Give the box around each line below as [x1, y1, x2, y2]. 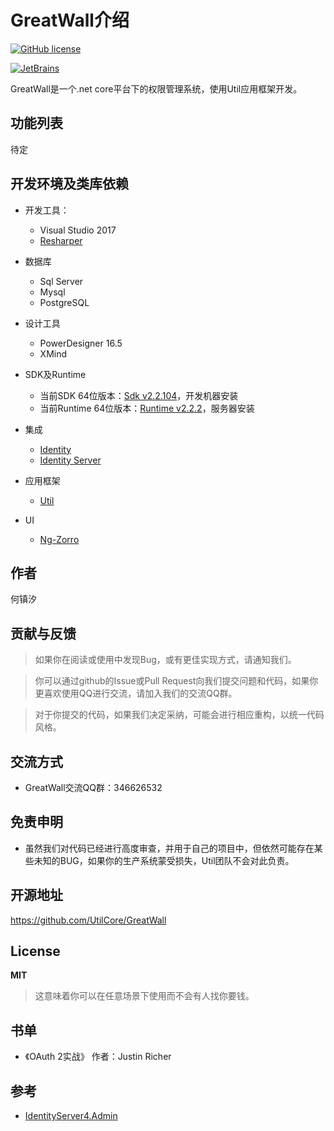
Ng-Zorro [39, 533, 80, 545]
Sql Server [39, 275, 84, 287]
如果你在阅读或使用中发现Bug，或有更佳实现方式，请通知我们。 [34, 654, 297, 666]
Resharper [39, 234, 83, 246]
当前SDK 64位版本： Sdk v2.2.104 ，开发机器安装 [39, 389, 239, 401]
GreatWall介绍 [10, 9, 130, 32]
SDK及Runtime [24, 368, 87, 380]
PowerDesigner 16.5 [39, 337, 123, 349]
